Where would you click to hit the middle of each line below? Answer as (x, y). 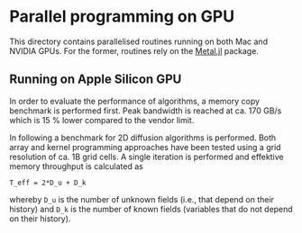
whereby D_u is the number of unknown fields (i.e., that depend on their (142, 199)
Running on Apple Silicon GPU (96, 80)
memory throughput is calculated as (77, 166)
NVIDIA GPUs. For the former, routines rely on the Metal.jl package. (134, 50)
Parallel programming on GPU (122, 17)
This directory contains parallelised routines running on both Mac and (139, 41)
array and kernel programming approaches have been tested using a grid (145, 147)
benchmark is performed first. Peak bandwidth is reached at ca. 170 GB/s (146, 111)
